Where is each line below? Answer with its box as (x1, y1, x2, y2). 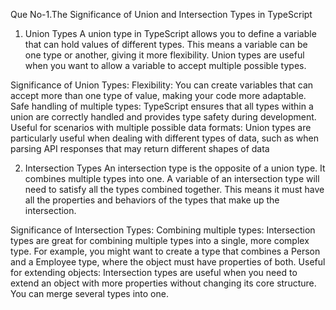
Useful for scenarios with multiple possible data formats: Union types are (10, 122, 312, 133)
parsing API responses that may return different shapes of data (10, 143, 270, 154)
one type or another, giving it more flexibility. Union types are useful (24, 49, 305, 61)
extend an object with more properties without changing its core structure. (10, 277, 317, 289)
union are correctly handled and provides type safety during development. (10, 111, 317, 123)
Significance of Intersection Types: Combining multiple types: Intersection (10, 224, 316, 236)
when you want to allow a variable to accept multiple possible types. (24, 60, 307, 71)
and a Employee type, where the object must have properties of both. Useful (10, 256, 326, 268)
